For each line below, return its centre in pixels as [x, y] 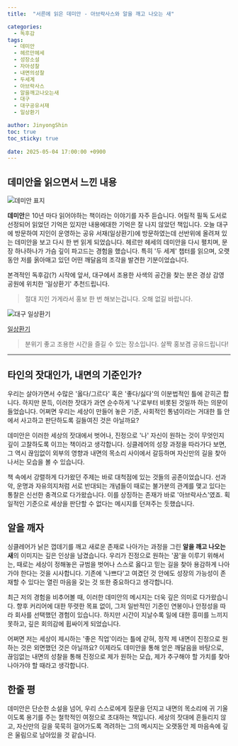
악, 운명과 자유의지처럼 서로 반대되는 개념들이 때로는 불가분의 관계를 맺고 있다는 [117, 486]
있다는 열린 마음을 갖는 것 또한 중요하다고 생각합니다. [101, 581]
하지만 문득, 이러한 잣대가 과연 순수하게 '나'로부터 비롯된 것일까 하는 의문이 [125, 402]
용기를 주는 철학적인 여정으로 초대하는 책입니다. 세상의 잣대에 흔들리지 [123, 717]
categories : [25, 27]
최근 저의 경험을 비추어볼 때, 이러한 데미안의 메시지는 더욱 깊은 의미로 [103, 597]
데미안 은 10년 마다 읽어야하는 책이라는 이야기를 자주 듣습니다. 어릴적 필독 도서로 [117, 216]
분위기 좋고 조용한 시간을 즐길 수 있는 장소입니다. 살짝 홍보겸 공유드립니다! [126, 344]
